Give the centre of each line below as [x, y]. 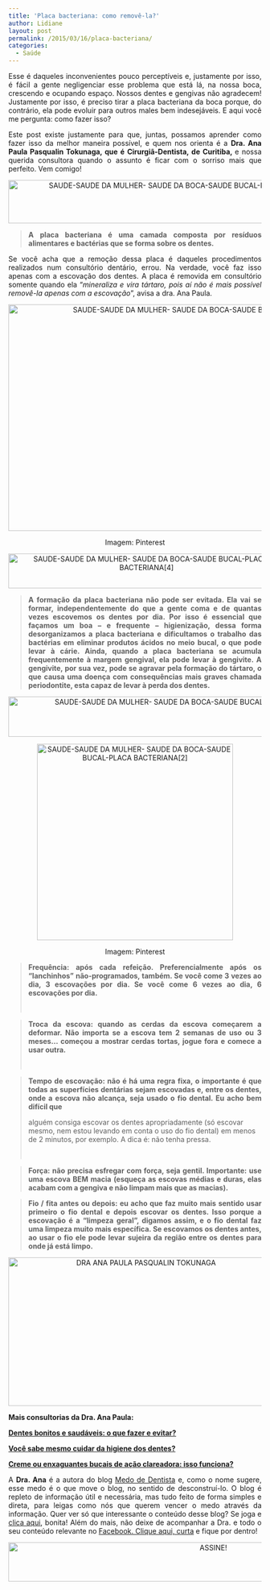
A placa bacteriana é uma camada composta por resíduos [145, 235]
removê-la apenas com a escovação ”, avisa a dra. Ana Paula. [110, 293]
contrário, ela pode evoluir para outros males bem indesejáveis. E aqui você [135, 110]
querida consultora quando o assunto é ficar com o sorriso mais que [135, 160]
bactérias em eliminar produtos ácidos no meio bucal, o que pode [145, 642]
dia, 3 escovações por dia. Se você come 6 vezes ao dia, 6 [145, 984]
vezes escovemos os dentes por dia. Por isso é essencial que [145, 617]
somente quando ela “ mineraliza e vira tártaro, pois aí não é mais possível [135, 284]
